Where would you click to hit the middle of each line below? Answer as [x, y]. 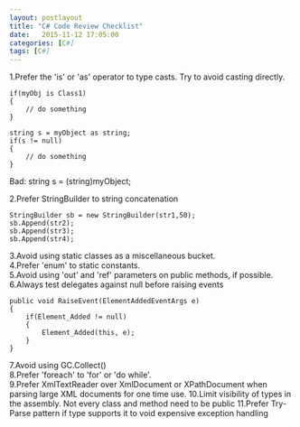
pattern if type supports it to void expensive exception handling [151, 413]
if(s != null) [36, 141]
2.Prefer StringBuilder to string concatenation [94, 199]
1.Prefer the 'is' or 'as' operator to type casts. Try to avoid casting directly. [147, 77]
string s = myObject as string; [70, 133]
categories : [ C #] [42, 43]
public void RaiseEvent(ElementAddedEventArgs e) [105, 302]
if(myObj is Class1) [48, 94]
